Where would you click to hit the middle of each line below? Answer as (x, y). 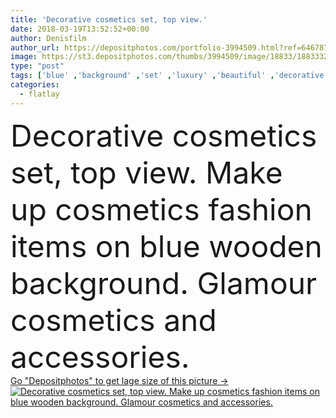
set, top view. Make (146, 172)
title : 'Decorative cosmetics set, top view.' (109, 19)
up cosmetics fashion (161, 209)
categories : (35, 85)
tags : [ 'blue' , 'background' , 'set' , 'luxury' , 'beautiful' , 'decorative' (169, 76)
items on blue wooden (166, 246)
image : (24, 57)
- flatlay (39, 94)
